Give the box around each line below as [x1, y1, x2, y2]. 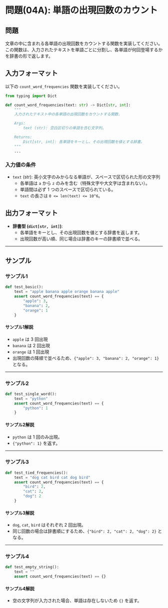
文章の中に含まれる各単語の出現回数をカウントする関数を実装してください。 [5, 41, 163, 46]
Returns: [14, 135, 32, 140]
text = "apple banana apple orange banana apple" [14, 289, 120, 294]
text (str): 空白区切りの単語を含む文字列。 [23, 126, 106, 131]
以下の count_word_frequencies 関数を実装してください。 [5, 83, 122, 89]
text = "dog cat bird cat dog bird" [14, 475, 91, 480]
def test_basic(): [5, 284, 43, 289]
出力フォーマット [5, 209, 58, 218]
